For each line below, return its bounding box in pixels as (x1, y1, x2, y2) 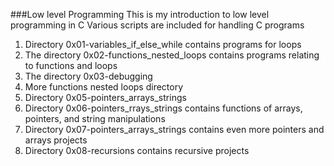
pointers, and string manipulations (24, 113, 166, 124)
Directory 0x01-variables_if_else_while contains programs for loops (24, 39, 302, 50)
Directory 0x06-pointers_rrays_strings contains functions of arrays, (24, 102, 303, 114)
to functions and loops (24, 60, 118, 71)
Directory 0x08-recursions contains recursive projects (24, 145, 250, 156)
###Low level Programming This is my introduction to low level (10, 9, 270, 20)
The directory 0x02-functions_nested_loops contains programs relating (24, 49, 320, 61)
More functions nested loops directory (24, 81, 184, 93)
